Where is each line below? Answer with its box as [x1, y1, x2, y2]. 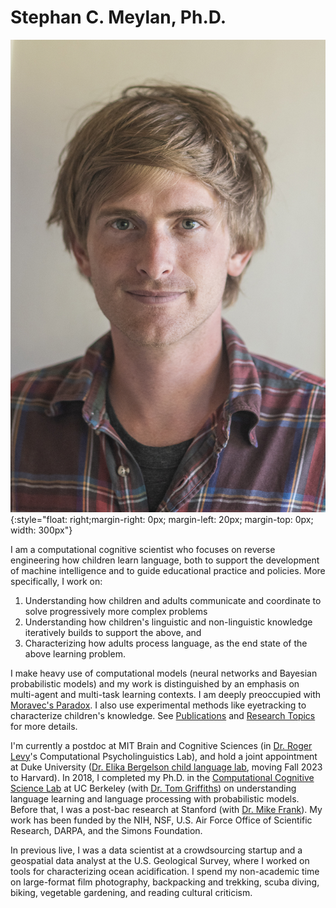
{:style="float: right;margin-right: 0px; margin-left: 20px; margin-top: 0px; [10, 513, 314, 525]
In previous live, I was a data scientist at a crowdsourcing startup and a [10, 844, 303, 856]
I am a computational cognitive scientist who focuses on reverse [10, 543, 276, 555]
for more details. [10, 720, 78, 732]
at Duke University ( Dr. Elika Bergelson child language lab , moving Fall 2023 [10, 761, 323, 773]
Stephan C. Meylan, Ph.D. [10, 6, 227, 29]
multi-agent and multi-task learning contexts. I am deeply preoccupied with [10, 688, 322, 700]
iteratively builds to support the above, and [24, 626, 202, 638]
